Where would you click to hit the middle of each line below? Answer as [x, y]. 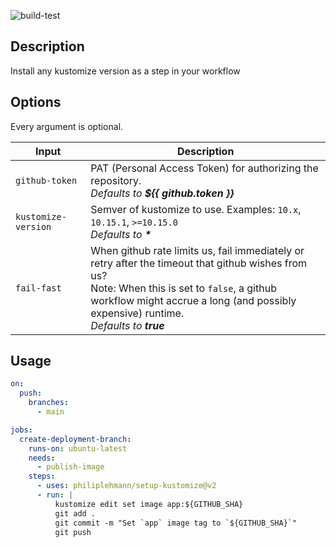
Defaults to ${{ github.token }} [162, 193]
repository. [116, 180]
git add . [75, 513]
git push [73, 532]
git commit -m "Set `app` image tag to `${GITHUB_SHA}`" [176, 523]
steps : [42, 476]
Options [36, 102]
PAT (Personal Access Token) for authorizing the [204, 168]
